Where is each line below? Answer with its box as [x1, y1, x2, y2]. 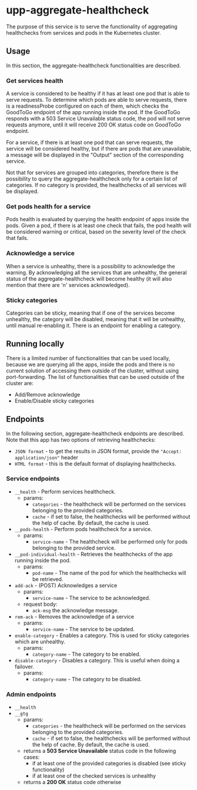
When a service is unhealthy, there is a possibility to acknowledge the [6, 262, 175, 269]
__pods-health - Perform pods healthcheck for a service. [14, 525, 153, 532]
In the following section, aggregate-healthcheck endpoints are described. [6, 430, 185, 437]
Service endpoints [6, 475, 60, 483]
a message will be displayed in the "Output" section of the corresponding [6, 151, 184, 159]
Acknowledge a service [6, 249, 75, 258]
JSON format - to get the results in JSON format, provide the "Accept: [14, 448, 182, 455]
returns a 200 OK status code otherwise [23, 779, 122, 786]
